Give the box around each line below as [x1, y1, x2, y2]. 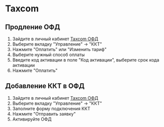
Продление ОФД [5, 23, 61, 31]
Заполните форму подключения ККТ [12, 105, 90, 112]
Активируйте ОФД [12, 116, 52, 122]
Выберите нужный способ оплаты [12, 52, 85, 58]
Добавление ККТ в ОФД [5, 82, 85, 90]
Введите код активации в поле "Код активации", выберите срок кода [12, 57, 160, 63]
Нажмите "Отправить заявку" [12, 111, 76, 117]
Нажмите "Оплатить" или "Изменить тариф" [12, 47, 107, 52]
